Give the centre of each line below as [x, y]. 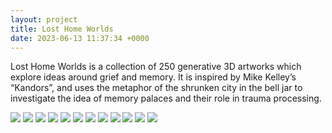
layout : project [44, 19]
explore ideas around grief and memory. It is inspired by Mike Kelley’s [153, 77]
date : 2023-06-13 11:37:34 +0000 [80, 38]
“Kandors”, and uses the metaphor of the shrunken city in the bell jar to [156, 88]
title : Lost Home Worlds [62, 29]
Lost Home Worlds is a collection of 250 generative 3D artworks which [156, 67]
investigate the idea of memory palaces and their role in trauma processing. [166, 98]
